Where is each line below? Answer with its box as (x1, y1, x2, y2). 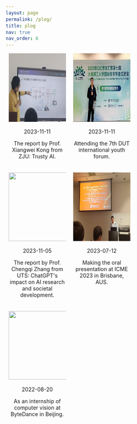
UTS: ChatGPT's (16, 272, 58, 280)
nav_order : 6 (5, 35, 39, 42)
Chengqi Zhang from (11, 266, 64, 273)
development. (20, 291, 55, 299)
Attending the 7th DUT (73, 140, 130, 147)
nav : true (5, 29, 31, 35)
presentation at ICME (75, 266, 129, 273)
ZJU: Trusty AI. (18, 153, 56, 160)
